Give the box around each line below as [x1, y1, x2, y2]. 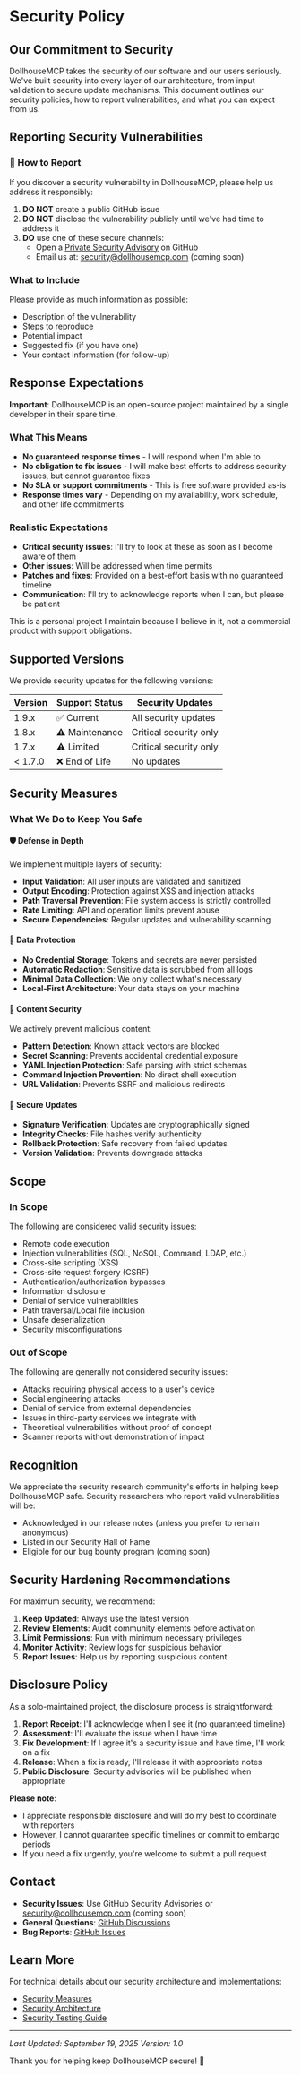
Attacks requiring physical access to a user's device [21, 1384, 215, 1394]
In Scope [9, 1200, 49, 1213]
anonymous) [21, 1527, 69, 1538]
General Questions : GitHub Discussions [21, 1916, 171, 1927]
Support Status [56, 697, 124, 709]
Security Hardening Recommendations [9, 1572, 231, 1587]
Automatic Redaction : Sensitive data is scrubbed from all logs [21, 964, 254, 974]
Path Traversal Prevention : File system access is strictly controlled [21, 895, 271, 905]
